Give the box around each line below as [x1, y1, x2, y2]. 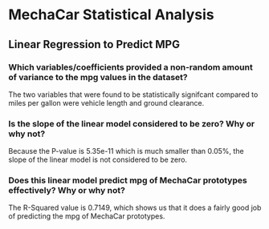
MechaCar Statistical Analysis [8, 6, 214, 24]
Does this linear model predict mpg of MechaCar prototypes [8, 175, 247, 186]
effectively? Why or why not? [8, 185, 126, 196]
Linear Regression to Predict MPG [8, 38, 181, 51]
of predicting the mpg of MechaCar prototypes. [8, 211, 165, 221]
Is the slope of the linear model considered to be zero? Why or [8, 118, 255, 129]
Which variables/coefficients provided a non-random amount [8, 62, 253, 73]
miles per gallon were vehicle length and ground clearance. [8, 98, 205, 107]
